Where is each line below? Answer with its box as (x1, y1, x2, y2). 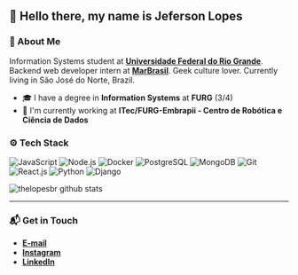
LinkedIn (21, 256, 55, 267)
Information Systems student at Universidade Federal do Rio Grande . (9, 55, 263, 67)
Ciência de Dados (21, 114, 89, 125)
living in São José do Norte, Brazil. (9, 75, 136, 85)
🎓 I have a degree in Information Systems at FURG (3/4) (21, 92, 233, 103)
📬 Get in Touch (9, 214, 78, 226)
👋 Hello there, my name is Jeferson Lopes (9, 9, 243, 24)
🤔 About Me (9, 35, 61, 48)
